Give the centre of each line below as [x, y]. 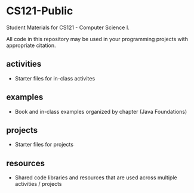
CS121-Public [40, 11]
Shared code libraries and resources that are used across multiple [96, 178]
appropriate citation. [31, 45]
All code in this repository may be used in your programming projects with [97, 39]
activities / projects [38, 184]
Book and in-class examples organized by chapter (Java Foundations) [101, 111]
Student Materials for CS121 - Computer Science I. [68, 27]
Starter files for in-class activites [55, 78]
